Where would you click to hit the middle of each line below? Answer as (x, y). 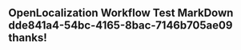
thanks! (28, 38)
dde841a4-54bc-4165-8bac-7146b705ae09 (120, 26)
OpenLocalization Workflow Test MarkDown (121, 13)
